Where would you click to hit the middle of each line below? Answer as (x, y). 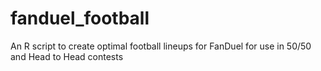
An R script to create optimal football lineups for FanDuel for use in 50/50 (161, 46)
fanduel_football (80, 18)
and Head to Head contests (67, 56)
